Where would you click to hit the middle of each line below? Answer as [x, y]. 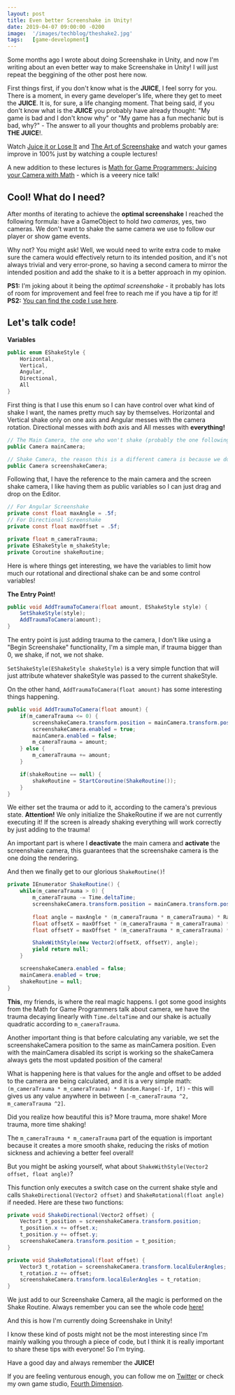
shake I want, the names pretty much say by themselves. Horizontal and [111, 412]
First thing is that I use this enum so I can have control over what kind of [111, 404]
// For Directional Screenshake [54, 520]
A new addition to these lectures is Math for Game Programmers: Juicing [112, 168]
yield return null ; [61, 950]
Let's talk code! [42, 323]
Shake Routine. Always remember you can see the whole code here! [106, 1307]
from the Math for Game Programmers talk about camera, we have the [108, 1009]
